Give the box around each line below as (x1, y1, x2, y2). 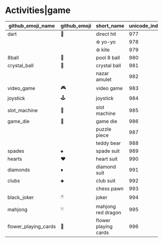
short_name (96, 22, 125, 29)
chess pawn (96, 185, 124, 192)
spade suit (96, 147, 120, 154)
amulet (96, 76, 112, 82)
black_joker (7, 194, 34, 201)
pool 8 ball (96, 54, 120, 61)
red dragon (96, 209, 121, 216)
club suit (96, 177, 115, 184)
